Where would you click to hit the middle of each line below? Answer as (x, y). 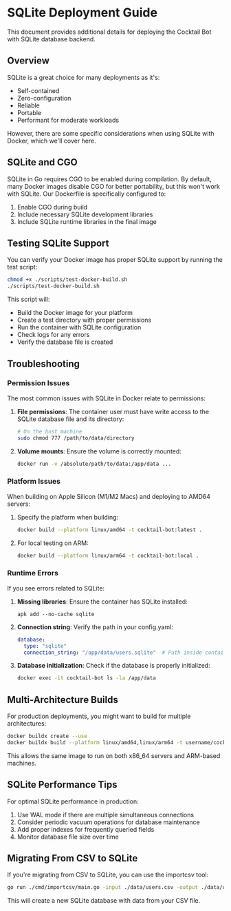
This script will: (29, 299)
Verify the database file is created (65, 342)
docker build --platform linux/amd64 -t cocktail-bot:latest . (110, 530)
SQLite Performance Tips (62, 785)
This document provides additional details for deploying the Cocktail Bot (109, 32)
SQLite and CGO (42, 162)
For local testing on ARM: (53, 543)
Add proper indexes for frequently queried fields (86, 829)
